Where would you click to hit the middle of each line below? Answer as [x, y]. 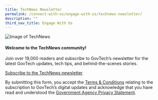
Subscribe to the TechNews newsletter [44, 73]
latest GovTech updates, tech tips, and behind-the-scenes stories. [71, 64]
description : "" [21, 18]
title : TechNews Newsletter [34, 9]
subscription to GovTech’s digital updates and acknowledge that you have [79, 87]
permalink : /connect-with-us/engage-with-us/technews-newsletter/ [74, 14]
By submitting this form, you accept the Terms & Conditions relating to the [79, 82]
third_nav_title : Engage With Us [39, 23]
